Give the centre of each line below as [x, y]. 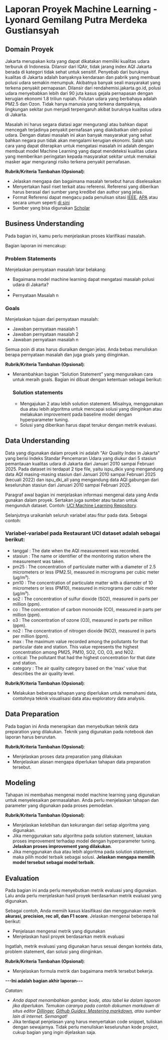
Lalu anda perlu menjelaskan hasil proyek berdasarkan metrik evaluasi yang [83, 896]
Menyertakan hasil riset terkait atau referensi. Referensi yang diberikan [86, 186]
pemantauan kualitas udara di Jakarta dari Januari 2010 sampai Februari [80, 463]
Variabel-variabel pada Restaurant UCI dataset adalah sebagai [83, 533]
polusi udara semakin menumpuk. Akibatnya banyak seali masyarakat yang [83, 82]
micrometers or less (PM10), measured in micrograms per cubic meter [85, 588]
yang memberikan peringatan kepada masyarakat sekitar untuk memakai [80, 156]
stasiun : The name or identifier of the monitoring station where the [82, 556]
